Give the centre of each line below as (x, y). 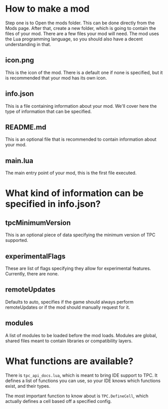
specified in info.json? (53, 204)
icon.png (20, 60)
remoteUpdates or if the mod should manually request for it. (68, 307)
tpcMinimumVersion (38, 222)
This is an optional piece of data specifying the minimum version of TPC (80, 235)
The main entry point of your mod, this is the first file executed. (71, 173)
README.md (26, 127)
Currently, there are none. (32, 274)
